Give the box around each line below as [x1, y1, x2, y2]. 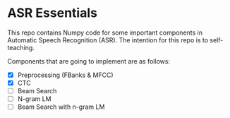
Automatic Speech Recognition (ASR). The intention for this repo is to [7, 35, 209, 44]
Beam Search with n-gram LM [17, 102, 105, 111]
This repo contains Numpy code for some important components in [7, 28, 203, 37]
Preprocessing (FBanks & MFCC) [17, 71, 114, 79]
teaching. [7, 43, 35, 52]
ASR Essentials [7, 5, 97, 21]
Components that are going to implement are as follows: [7, 57, 171, 65]
